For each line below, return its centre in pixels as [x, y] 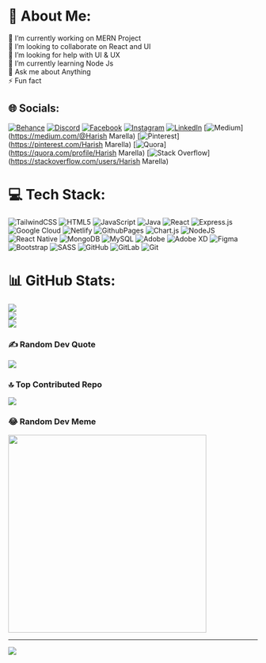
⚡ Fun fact [25, 80]
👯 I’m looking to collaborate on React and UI [80, 46]
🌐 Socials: [34, 109]
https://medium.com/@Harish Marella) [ [76, 136]
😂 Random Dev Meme [52, 422]
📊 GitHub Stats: [62, 280]
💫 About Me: [50, 16]
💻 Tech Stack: [57, 194]
